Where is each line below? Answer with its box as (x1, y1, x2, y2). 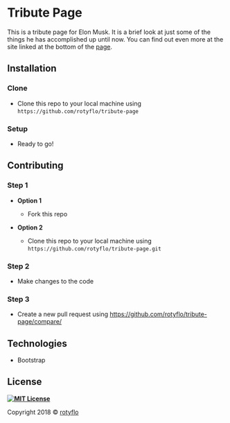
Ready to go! (17, 139, 54, 148)
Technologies (7, 338, 68, 349)
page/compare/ (17, 318, 62, 326)
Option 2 (17, 223, 43, 232)
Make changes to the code (17, 277, 94, 285)
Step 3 (7, 294, 30, 304)
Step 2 (7, 261, 30, 271)
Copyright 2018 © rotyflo (7, 408, 79, 416)
